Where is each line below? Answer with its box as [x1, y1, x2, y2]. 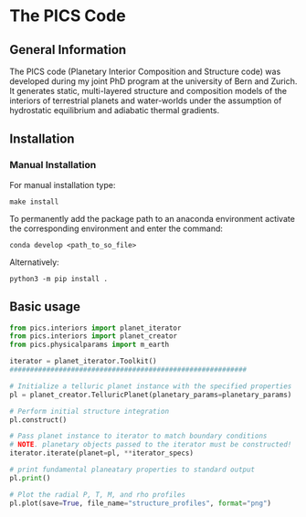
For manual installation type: [9, 179, 116, 190]
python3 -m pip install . [9, 274, 108, 283]
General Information [9, 42, 127, 58]
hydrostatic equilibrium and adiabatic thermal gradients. [9, 105, 220, 115]
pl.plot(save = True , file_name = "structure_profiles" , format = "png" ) [9, 499, 272, 508]
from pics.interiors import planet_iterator [9, 323, 182, 332]
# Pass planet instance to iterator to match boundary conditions [9, 431, 268, 441]
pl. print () [9, 473, 51, 482]
